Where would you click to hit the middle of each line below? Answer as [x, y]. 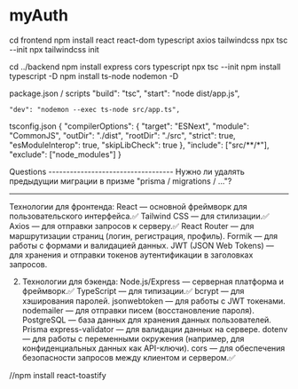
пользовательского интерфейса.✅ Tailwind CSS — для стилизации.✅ [139, 216]
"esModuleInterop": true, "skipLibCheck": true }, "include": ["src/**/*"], [139, 145]
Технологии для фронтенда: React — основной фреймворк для [129, 206]
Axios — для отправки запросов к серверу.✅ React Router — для [132, 226]
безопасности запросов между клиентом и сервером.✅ [129, 357]
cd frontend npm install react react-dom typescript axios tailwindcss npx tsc [149, 40]
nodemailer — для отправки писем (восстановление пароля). [138, 310]
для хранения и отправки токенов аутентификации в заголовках [131, 255]
